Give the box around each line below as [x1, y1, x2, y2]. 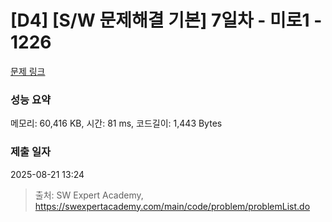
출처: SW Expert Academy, [34, 189, 144, 201]
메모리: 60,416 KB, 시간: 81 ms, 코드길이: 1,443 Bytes [10, 117, 223, 130]
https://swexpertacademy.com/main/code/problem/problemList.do [34, 200, 311, 212]
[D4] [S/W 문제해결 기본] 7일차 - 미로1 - [10, 9, 323, 32]
